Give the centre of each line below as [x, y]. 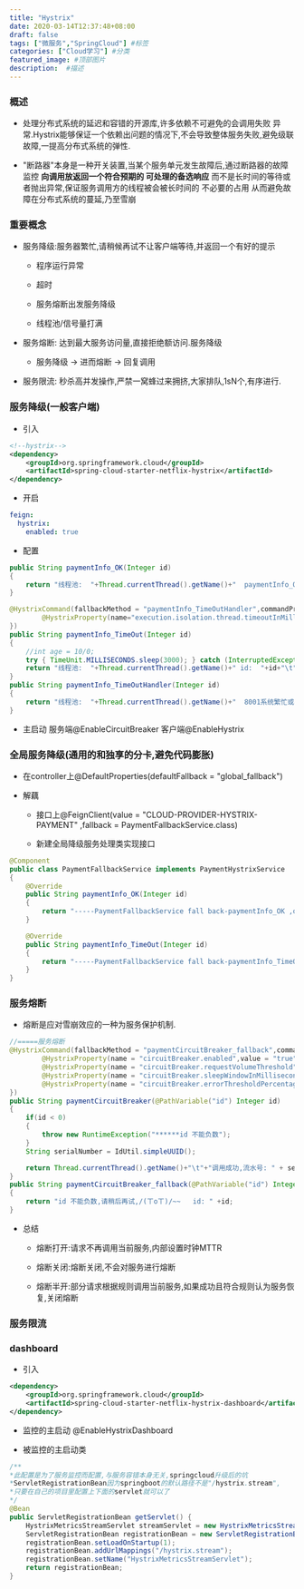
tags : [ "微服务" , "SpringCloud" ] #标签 [79, 43]
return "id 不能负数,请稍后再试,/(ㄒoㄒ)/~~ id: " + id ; [129, 1202]
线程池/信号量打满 [69, 324]
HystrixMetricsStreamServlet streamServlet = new [121, 1526]
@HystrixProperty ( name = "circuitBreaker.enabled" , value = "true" [170, 1059]
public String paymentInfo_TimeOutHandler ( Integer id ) [115, 686]
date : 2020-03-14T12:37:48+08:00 [72, 26]
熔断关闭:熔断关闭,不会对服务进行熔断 [106, 1267]
